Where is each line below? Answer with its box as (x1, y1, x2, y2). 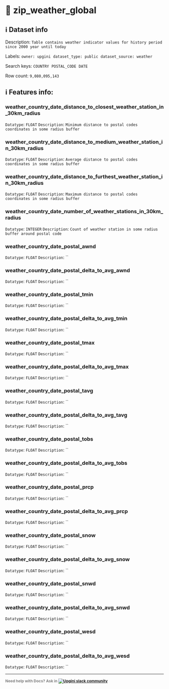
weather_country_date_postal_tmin (5, 291, 94, 298)
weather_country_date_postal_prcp (5, 483, 94, 490)
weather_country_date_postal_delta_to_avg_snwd (5, 604, 130, 611)
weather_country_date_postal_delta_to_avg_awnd (5, 267, 130, 274)
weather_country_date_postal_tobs (5, 435, 94, 442)
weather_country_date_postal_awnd (5, 242, 96, 250)
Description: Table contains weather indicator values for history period (5, 39, 162, 45)
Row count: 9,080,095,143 (5, 73, 59, 79)
